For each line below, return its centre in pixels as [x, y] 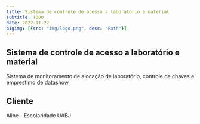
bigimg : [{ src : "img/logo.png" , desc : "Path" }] [67, 28]
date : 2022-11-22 [28, 23]
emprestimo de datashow [38, 83]
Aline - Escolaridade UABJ [39, 115]
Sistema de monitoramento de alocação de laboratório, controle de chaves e [100, 76]
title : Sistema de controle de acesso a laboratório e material [88, 12]
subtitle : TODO [25, 17]
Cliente [20, 101]
